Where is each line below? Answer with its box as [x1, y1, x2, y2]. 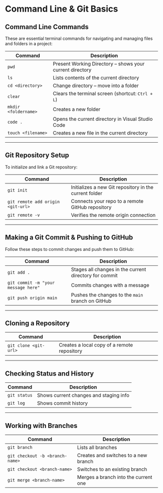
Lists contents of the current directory [52, 74, 139, 81]
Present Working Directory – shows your [52, 61, 145, 67]
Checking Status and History [5, 369, 94, 378]
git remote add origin [7, 199, 60, 204]
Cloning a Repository [5, 319, 70, 328]
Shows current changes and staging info [37, 392, 130, 399]
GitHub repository [71, 204, 112, 211]
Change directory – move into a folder [52, 82, 139, 89]
